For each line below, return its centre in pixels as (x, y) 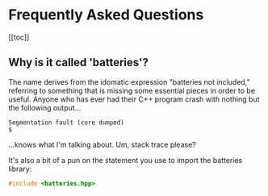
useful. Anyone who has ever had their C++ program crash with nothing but (134, 99)
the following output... (45, 107)
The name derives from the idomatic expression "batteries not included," (129, 81)
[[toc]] (19, 37)
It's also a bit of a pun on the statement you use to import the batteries (126, 160)
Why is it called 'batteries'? (79, 63)
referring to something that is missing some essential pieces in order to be (132, 90)
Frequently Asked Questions (106, 15)
